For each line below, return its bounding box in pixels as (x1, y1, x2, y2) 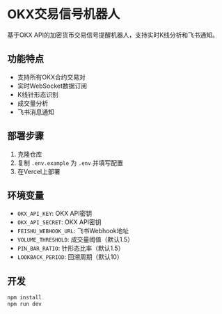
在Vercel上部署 (17, 167, 61, 175)
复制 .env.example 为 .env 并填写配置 (17, 158, 124, 167)
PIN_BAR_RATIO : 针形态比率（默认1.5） (17, 244, 125, 253)
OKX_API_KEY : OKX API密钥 (17, 210, 93, 218)
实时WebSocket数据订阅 (17, 81, 88, 90)
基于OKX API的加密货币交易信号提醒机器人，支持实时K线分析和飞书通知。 (7, 31, 219, 39)
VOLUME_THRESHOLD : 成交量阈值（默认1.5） (17, 235, 134, 244)
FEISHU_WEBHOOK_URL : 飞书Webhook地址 (17, 227, 129, 235)
